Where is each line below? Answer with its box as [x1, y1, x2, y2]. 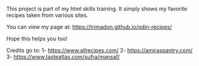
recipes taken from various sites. [6, 12, 88, 19]
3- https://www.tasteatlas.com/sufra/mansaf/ [6, 53, 120, 60]
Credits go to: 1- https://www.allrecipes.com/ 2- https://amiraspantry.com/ [6, 47, 193, 54]
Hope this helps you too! [6, 35, 68, 42]
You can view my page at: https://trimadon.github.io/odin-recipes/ [6, 24, 172, 30]
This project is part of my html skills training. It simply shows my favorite [6, 5, 187, 12]
